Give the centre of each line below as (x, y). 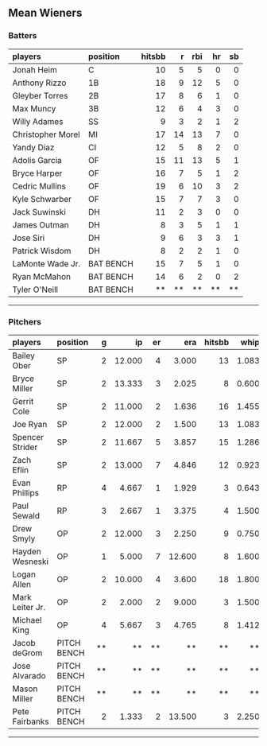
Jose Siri (29, 238)
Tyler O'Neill (35, 289)
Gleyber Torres (40, 95)
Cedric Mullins (39, 186)
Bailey (24, 356)
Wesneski (31, 561)
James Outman (41, 224)
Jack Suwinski (39, 212)
